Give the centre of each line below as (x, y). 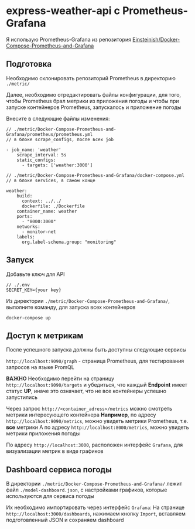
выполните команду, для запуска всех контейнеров (71, 307)
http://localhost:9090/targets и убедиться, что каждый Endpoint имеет (97, 385)
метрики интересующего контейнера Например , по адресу (81, 415)
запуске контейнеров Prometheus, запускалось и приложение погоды (94, 107)
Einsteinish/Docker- (156, 39)
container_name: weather (47, 211)
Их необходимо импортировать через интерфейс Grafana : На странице (95, 507)
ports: (25, 216)
